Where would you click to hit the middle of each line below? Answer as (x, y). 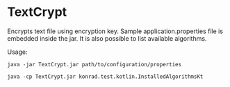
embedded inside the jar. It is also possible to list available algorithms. (107, 38)
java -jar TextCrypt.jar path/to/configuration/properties (95, 64)
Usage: (17, 52)
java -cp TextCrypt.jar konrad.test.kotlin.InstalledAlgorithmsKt (105, 77)
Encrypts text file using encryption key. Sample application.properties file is (115, 31)
